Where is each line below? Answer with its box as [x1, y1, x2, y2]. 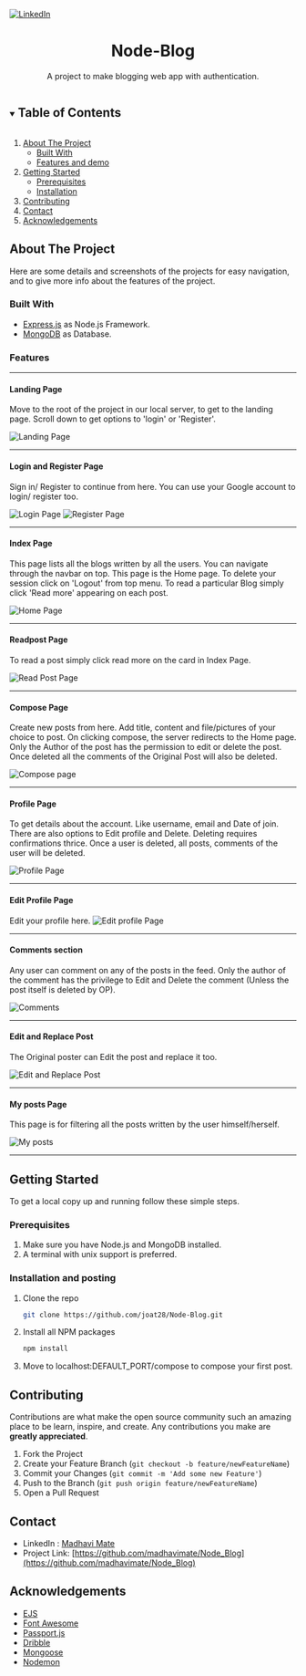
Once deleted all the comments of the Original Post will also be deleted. [9, 751, 278, 762]
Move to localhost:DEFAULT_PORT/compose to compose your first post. [22, 1360, 293, 1372]
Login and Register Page [9, 461, 104, 472]
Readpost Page [9, 634, 68, 645]
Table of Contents [17, 105, 121, 120]
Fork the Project [22, 1449, 84, 1460]
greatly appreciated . [9, 1431, 88, 1442]
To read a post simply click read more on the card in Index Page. [9, 654, 251, 665]
